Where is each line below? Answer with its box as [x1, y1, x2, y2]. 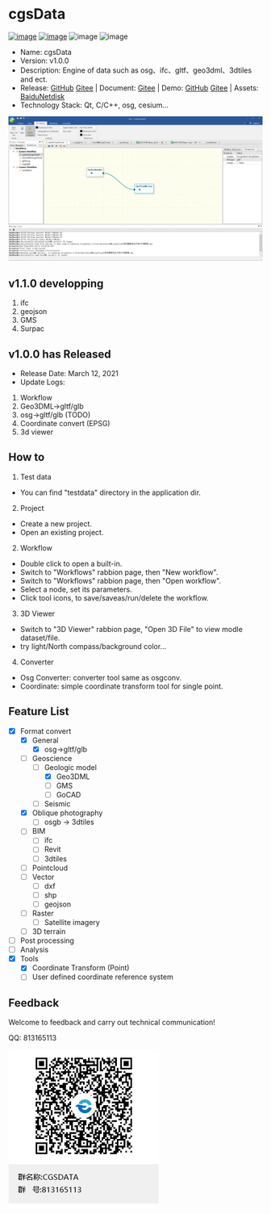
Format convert [19, 726, 72, 735]
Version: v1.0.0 [19, 56, 69, 65]
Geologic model [44, 762, 97, 772]
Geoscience [31, 753, 73, 763]
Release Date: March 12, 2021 [19, 369, 119, 379]
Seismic [44, 799, 71, 809]
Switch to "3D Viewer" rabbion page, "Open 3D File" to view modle [19, 624, 244, 634]
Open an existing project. [19, 527, 104, 537]
